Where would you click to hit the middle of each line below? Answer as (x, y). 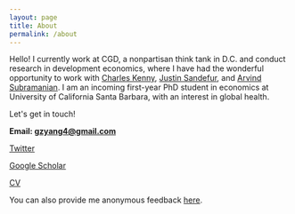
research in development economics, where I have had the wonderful (137, 68)
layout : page (33, 17)
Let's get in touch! (42, 114)
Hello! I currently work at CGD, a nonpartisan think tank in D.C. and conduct (147, 59)
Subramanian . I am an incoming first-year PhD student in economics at (139, 87)
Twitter (22, 148)
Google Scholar (38, 166)
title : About (33, 26)
